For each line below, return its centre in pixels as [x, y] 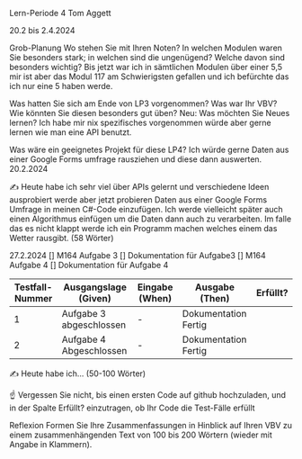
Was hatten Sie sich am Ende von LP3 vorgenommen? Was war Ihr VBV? [143, 103]
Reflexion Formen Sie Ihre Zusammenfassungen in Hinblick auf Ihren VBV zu [151, 425]
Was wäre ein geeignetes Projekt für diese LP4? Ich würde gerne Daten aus [149, 149]
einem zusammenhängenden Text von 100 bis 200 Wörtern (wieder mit [141, 435]
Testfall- [33, 287]
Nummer [33, 298]
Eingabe [155, 287]
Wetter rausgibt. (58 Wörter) [62, 238]
